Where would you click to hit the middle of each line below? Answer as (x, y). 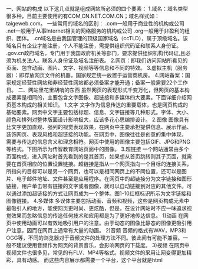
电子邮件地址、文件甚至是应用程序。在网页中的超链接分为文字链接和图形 (104, 179)
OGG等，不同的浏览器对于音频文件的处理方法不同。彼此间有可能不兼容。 (95, 238)
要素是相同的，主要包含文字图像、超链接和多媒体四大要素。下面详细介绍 (99, 97)
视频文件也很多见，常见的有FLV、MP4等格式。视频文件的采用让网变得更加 (96, 252)
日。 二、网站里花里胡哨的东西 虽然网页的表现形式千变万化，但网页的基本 (95, 90)
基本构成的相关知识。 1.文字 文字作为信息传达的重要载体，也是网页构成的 (100, 105)
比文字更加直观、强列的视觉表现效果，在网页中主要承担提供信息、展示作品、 (99, 127)
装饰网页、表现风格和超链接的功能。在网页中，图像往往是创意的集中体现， (96, 134)
